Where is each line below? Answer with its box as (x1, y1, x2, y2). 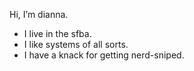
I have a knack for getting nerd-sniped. (23, 49, 185, 61)
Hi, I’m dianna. (9, 9, 69, 20)
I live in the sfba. (23, 28, 92, 39)
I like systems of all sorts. (23, 39, 129, 50)
